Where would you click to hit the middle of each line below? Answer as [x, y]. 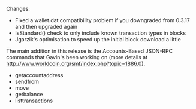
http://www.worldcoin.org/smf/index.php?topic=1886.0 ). [76, 63]
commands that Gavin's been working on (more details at [77, 57]
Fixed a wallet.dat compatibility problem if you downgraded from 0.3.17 [102, 20]
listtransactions [34, 101]
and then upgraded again [46, 27]
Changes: [18, 9]
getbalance [29, 94]
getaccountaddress [39, 75]
